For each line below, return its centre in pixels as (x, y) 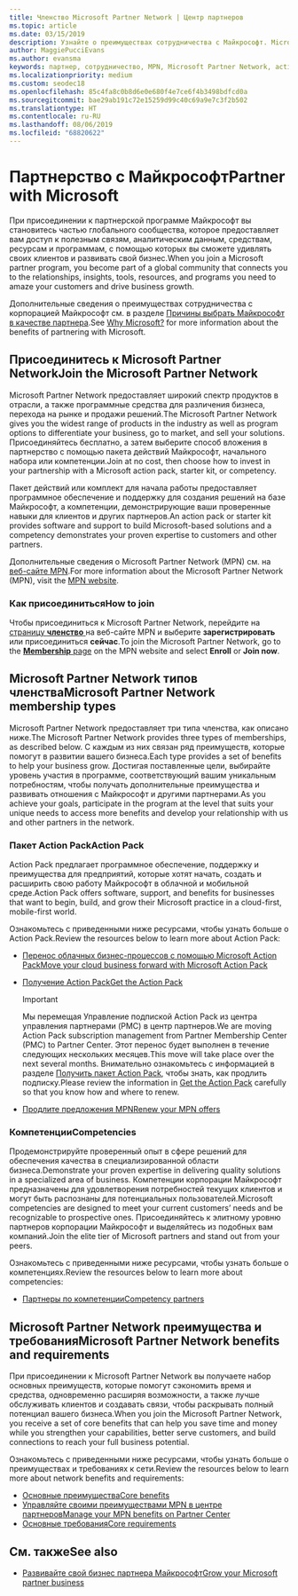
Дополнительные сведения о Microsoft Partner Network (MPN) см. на (140, 561)
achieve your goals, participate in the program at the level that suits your (141, 803)
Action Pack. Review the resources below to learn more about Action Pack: (145, 938)
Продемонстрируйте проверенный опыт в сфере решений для (128, 1151)
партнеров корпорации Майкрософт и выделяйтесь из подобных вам (141, 1227)
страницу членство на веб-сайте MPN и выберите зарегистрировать (142, 632)
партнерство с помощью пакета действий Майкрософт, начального (138, 451)
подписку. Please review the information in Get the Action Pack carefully (154, 1083)
